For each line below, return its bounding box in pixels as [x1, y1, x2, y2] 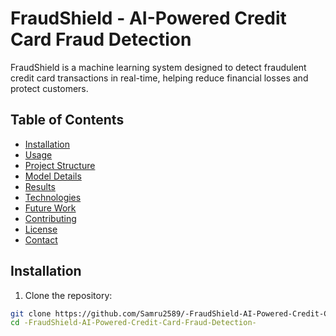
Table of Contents [10, 112, 125, 129]
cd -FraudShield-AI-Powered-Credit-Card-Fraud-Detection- [10, 318, 257, 328]
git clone [10, 308, 52, 319]
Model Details [24, 170, 82, 182]
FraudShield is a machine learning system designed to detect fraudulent [10, 61, 307, 73]
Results [24, 180, 56, 192]
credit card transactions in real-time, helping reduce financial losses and [10, 72, 309, 84]
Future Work [24, 202, 77, 214]
